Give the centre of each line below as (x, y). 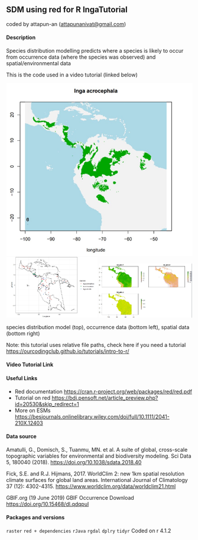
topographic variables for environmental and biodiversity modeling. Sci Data (99, 456)
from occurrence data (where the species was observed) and (81, 57)
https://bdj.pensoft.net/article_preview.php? (105, 398)
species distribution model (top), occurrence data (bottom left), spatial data (98, 327)
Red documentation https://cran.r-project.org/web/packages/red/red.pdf (103, 391)
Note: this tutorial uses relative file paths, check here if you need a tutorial (96, 345)
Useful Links (22, 378)
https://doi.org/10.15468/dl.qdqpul (48, 504)
